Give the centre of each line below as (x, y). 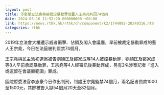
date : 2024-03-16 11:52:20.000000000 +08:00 (51, 19)
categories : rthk (23, 28)
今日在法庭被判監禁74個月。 (55, 48)
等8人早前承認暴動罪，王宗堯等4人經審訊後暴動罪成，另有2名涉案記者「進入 (82, 65)
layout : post (18, 10)
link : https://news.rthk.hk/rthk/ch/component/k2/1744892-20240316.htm (80, 23)
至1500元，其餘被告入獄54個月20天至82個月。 (52, 88)
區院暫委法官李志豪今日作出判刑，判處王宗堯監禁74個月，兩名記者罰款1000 (81, 82)
